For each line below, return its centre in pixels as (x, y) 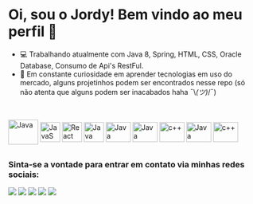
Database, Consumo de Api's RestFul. (82, 65)
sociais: (24, 175)
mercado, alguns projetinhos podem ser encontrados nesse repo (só (132, 82)
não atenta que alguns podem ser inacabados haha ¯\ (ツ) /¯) (118, 92)
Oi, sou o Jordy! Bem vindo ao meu (125, 15)
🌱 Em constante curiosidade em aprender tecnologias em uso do (126, 74)
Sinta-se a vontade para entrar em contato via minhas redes (127, 164)
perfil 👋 (33, 31)
